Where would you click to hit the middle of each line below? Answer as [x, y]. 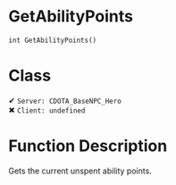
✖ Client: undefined [47, 110]
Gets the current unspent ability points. [80, 171]
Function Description [88, 146]
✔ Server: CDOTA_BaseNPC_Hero [65, 100]
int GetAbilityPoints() [53, 40]
